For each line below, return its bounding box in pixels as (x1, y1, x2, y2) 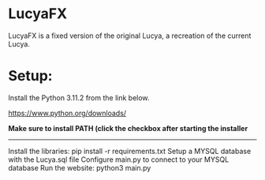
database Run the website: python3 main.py (8, 163, 151, 172)
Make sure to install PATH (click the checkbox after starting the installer (8, 123, 248, 133)
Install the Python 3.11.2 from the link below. (8, 92, 150, 103)
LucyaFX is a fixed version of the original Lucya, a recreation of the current (8, 31, 252, 40)
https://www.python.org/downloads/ (8, 108, 127, 118)
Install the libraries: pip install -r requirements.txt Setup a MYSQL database (8, 146, 252, 156)
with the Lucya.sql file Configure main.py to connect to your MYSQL (8, 155, 230, 164)
